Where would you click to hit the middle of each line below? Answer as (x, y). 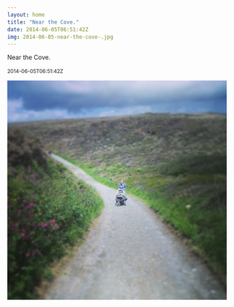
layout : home (26, 15)
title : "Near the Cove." (43, 22)
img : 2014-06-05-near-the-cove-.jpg (60, 37)
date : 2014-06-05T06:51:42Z (48, 29)
